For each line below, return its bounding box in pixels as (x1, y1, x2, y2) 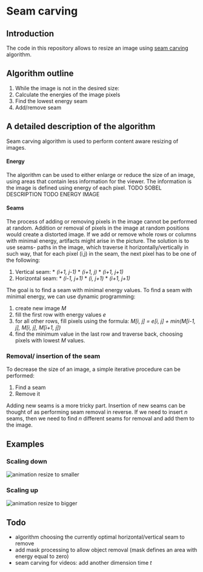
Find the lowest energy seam (15, 97, 88, 104)
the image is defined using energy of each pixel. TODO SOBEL (6, 184, 162, 191)
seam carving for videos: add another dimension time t (15, 559, 152, 567)
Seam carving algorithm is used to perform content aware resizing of (6, 138, 179, 145)
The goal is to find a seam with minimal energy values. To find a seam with (6, 287, 193, 294)
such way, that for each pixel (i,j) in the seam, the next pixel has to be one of (6, 250, 197, 258)
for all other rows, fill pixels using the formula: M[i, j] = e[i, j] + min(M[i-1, (15, 318, 196, 325)
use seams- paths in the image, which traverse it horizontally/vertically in (6, 244, 189, 251)
